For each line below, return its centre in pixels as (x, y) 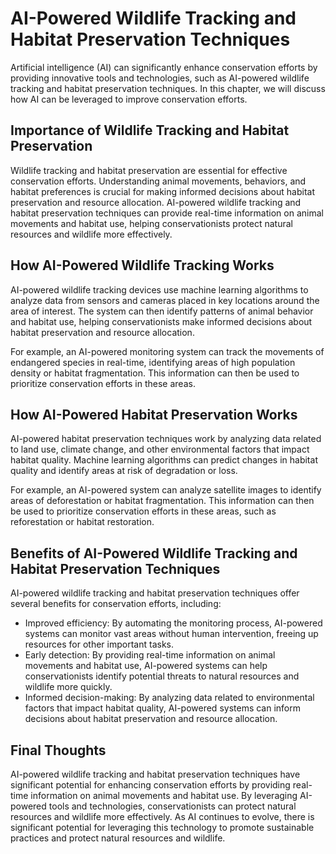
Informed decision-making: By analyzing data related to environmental (169, 698)
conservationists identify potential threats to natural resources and (162, 676)
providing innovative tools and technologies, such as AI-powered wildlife (160, 78)
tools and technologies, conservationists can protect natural (172, 806)
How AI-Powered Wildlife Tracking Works (142, 265)
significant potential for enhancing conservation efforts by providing (150, 785)
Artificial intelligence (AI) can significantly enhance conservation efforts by (164, 67)
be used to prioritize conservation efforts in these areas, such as (143, 511)
